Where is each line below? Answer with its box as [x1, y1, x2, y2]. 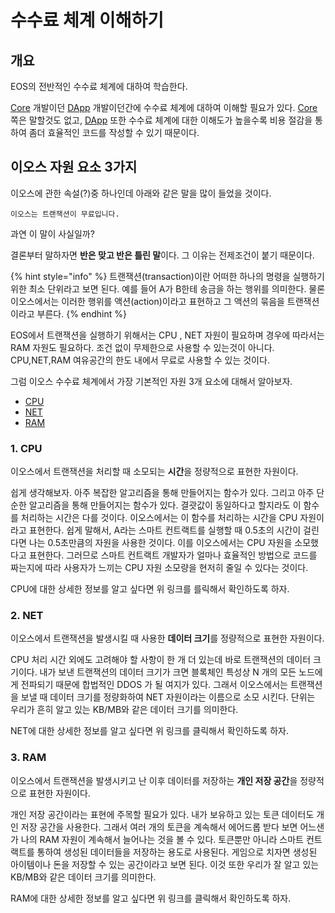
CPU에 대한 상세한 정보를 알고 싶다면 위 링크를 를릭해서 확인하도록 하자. [10, 583, 290, 595]
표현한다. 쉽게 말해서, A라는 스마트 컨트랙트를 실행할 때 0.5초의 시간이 [28, 524, 302, 536]
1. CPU [10, 441, 43, 455]
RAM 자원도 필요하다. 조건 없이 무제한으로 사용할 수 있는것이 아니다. [10, 341, 275, 353]
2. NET [10, 609, 44, 623]
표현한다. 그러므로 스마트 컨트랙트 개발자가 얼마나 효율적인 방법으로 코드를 [28, 549, 318, 561]
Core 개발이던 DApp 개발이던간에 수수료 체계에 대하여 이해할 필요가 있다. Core [10, 102, 318, 113]
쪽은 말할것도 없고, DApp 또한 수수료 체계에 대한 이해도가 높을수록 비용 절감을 [10, 114, 313, 126]
